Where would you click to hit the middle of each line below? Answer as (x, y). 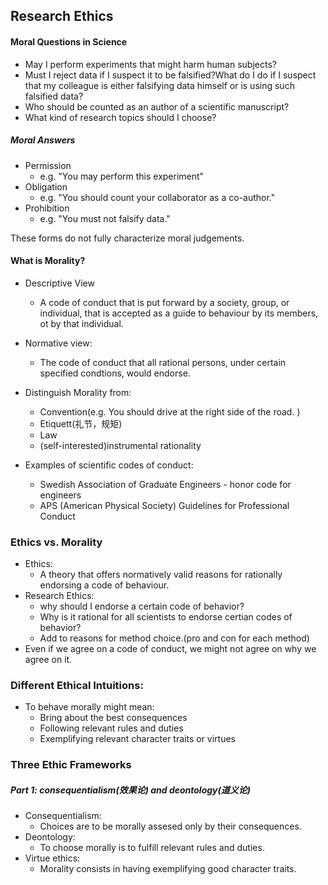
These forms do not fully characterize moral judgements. (127, 238)
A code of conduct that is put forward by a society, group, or (164, 302)
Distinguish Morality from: (78, 392)
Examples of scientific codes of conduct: (109, 465)
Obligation (46, 186)
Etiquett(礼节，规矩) (81, 423)
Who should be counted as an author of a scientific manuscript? (157, 106)
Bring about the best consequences (113, 718)
